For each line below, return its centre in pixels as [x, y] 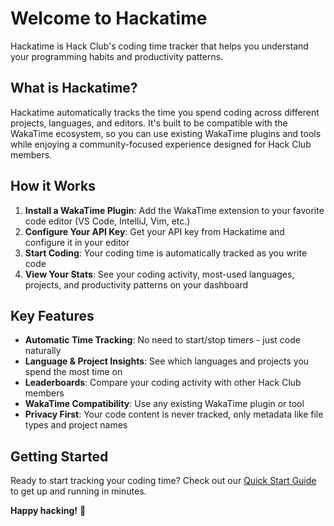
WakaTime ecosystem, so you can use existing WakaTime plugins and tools [166, 133]
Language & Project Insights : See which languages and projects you [167, 361]
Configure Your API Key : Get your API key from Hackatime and [154, 231]
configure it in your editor [77, 242]
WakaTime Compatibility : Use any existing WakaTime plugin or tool [164, 404]
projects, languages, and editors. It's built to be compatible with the [149, 123]
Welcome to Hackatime [109, 18]
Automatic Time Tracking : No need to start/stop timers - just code [162, 340]
